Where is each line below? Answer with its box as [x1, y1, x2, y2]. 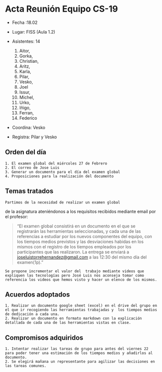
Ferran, [19, 110, 34, 115]
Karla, [19, 68, 32, 74]
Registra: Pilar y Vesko [12, 134, 57, 140]
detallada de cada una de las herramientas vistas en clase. [5, 320, 131, 325]
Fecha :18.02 [12, 19, 38, 25]
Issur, [19, 89, 31, 95]
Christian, [19, 58, 39, 64]
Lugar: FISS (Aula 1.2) [12, 29, 56, 35]
